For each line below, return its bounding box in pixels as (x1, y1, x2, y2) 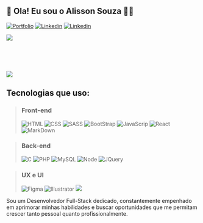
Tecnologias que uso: (6, 88, 90, 98)
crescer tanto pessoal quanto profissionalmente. (6, 210, 128, 218)
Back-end (21, 141, 51, 150)
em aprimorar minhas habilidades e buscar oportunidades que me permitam (6, 204, 198, 211)
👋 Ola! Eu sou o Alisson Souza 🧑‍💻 (6, 6, 134, 16)
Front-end (21, 106, 52, 115)
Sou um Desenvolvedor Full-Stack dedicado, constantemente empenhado (6, 197, 192, 205)
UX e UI (21, 171, 44, 179)
